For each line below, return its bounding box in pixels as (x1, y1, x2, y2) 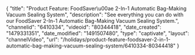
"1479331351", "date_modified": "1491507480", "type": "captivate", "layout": (6, 30, 190, 37)
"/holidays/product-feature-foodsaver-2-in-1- (60, 36, 171, 43)
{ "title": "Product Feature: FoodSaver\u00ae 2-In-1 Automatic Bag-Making (6, 5, 187, 12)
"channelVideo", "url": (6, 36, 60, 43)
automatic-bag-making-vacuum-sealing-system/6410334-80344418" (6, 42, 176, 49)
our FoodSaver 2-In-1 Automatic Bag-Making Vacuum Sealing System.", (6, 18, 179, 24)
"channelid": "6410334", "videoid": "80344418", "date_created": (6, 23, 162, 30)
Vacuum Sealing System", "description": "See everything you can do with (6, 11, 184, 18)
